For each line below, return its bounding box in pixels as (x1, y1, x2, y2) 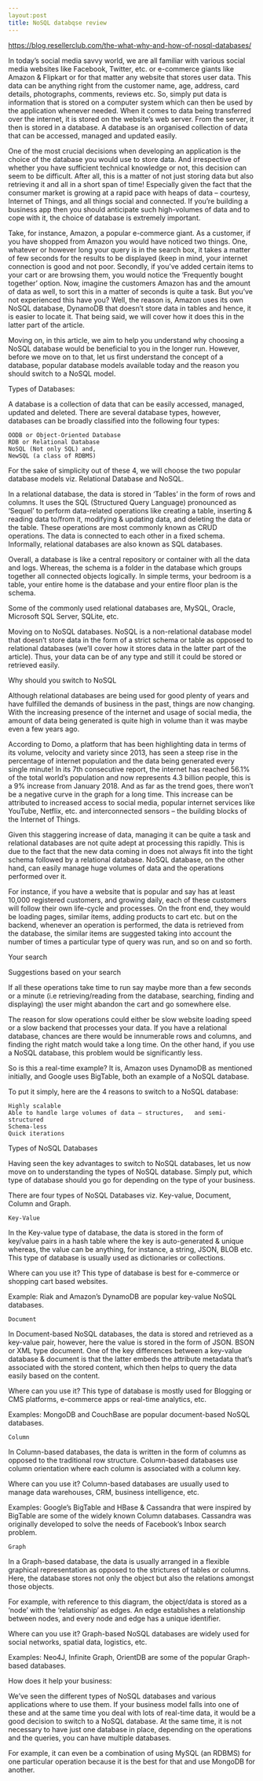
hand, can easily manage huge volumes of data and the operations (8, 863, 225, 873)
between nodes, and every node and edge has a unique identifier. (8, 1614, 221, 1623)
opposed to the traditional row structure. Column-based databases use (8, 1455, 238, 1465)
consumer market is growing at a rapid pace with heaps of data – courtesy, (8, 188, 250, 197)
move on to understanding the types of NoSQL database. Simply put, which (8, 1167, 253, 1176)
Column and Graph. (8, 1198, 71, 1208)
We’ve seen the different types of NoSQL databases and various (8, 1691, 217, 1701)
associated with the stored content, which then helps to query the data (8, 1362, 237, 1372)
